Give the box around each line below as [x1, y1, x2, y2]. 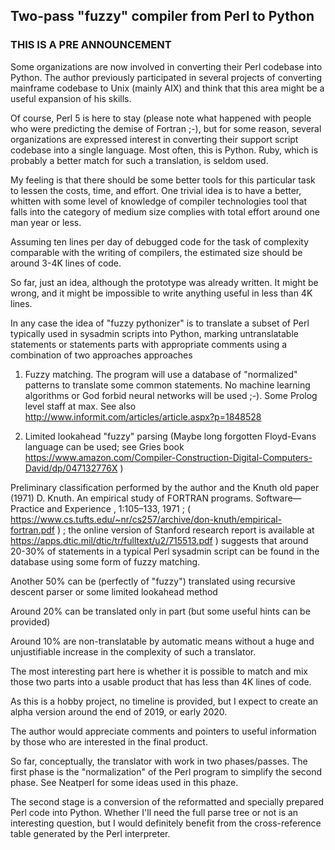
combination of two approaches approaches [10, 349, 193, 361]
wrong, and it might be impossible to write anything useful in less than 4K [10, 287, 313, 299]
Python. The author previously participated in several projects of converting [10, 71, 323, 83]
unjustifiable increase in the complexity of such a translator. [10, 645, 257, 658]
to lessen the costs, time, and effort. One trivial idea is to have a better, [10, 184, 302, 196]
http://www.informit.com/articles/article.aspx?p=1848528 [24, 410, 262, 423]
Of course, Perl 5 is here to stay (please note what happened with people [10, 112, 312, 124]
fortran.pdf [10, 524, 55, 536]
